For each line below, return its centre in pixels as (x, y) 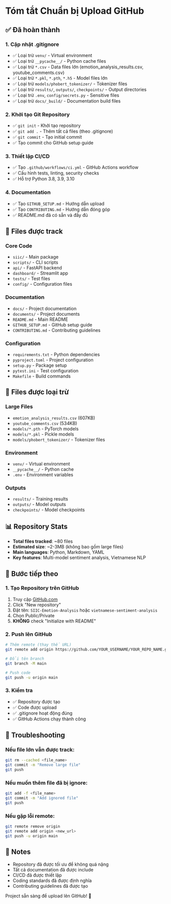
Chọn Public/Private (34, 615)
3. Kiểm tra (19, 690)
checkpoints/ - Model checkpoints (49, 510)
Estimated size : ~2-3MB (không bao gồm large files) (68, 547)
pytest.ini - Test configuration (46, 371)
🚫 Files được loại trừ (37, 392)
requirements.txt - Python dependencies (56, 355)
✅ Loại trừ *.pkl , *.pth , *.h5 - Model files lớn (60, 78)
